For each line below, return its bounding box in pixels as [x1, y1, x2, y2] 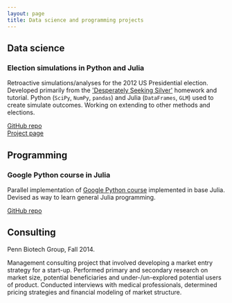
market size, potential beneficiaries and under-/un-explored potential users [7, 273, 222, 282]
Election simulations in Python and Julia [7, 63, 145, 73]
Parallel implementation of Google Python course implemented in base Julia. [7, 185, 225, 194]
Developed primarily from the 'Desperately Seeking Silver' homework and [7, 86, 217, 94]
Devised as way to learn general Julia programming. [7, 193, 156, 201]
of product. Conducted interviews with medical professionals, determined [7, 280, 217, 288]
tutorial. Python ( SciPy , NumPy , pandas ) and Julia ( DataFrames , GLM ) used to [7, 94, 214, 102]
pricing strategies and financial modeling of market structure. [7, 288, 182, 296]
